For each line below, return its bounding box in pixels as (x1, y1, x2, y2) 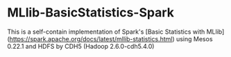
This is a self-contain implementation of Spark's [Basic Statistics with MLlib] (7, 27, 225, 36)
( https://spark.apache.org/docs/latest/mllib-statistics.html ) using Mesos (7, 34, 213, 43)
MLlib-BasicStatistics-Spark (7, 5, 175, 21)
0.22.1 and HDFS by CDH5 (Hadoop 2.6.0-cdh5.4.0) (7, 42, 155, 50)
